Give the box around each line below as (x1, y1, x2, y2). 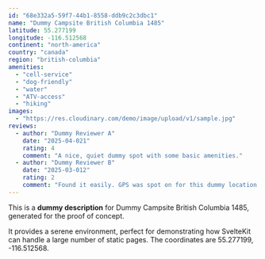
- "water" (15, 85, 48, 93)
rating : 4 (22, 144, 56, 152)
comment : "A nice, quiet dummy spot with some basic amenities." (22, 151, 244, 159)
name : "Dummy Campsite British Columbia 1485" (8, 19, 165, 27)
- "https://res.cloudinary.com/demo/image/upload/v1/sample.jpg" (15, 115, 236, 123)
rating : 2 (22, 173, 56, 182)
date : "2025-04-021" (22, 136, 90, 145)
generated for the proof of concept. (8, 211, 125, 220)
